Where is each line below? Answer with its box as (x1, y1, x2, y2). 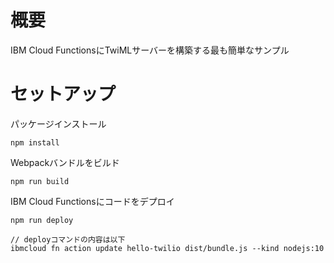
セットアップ (10, 83, 117, 106)
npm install (10, 137, 60, 148)
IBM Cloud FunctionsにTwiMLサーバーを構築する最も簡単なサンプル (10, 44, 290, 56)
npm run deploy (10, 215, 74, 225)
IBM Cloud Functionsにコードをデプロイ (10, 195, 175, 207)
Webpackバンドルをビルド (10, 156, 120, 168)
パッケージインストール (10, 117, 107, 130)
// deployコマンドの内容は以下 (10, 234, 126, 245)
